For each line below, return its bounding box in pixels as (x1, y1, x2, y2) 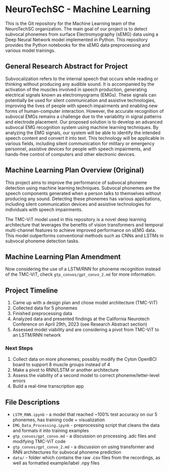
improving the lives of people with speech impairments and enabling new (5, 103, 158, 109)
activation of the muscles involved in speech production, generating (5, 86, 147, 92)
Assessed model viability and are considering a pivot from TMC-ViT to (12, 327, 159, 333)
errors (12, 378, 26, 384)
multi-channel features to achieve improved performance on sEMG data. (5, 227, 156, 233)
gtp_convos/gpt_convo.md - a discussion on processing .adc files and (12, 433, 156, 439)
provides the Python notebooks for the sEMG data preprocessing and (5, 42, 150, 48)
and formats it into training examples (12, 428, 90, 434)
